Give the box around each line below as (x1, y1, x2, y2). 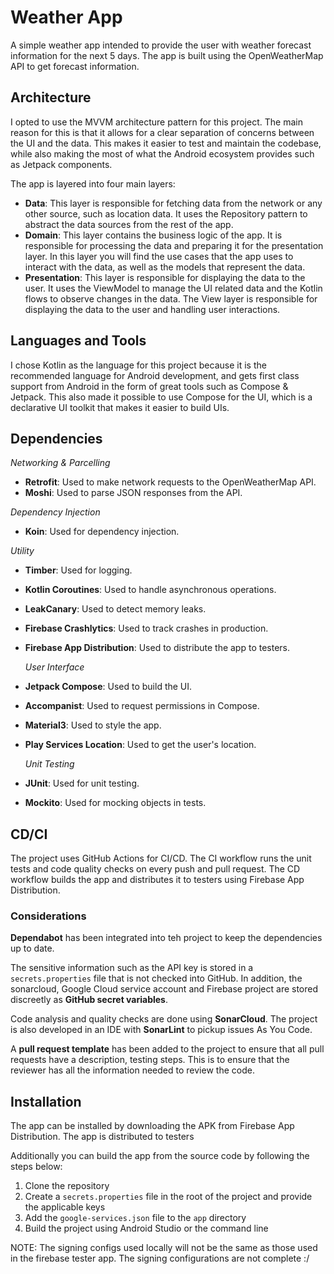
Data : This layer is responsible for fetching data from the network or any (24, 197, 323, 209)
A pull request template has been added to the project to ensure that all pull (10, 1043, 325, 1055)
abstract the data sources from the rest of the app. (24, 218, 234, 230)
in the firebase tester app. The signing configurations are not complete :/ (10, 1252, 310, 1265)
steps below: (10, 1161, 63, 1173)
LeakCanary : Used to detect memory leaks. (24, 603, 207, 615)
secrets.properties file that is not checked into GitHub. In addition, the (10, 972, 303, 985)
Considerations (10, 909, 87, 923)
